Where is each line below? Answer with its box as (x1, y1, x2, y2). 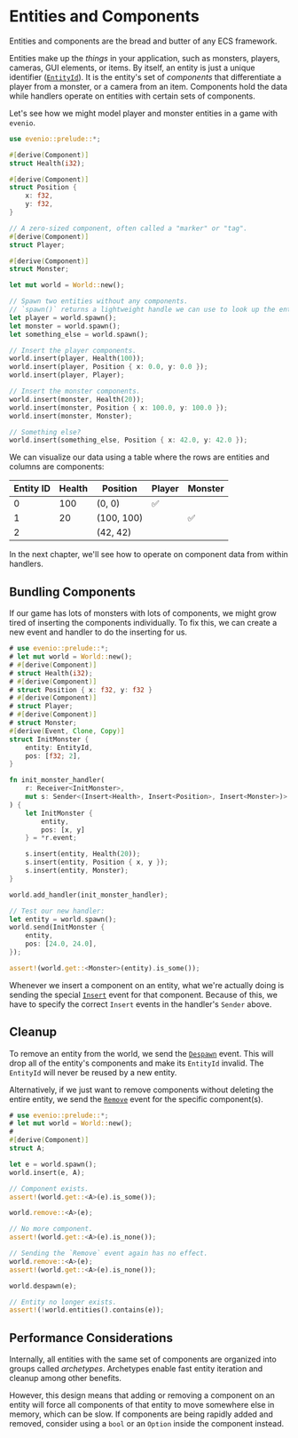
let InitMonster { (25, 809, 93, 818)
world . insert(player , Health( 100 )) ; (9, 354, 145, 363)
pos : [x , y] (41, 825, 86, 835)
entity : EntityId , (25, 743, 93, 752)
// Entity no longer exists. (9, 1298, 117, 1306)
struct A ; (9, 1144, 46, 1153)
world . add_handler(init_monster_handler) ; (9, 891, 169, 899)
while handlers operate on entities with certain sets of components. (9, 91, 255, 101)
